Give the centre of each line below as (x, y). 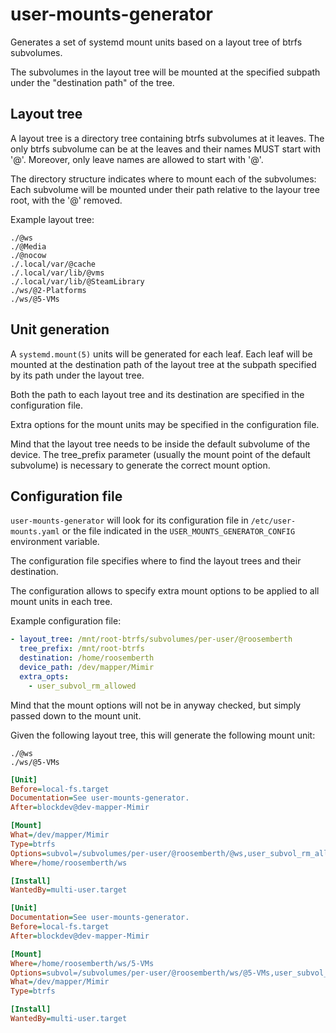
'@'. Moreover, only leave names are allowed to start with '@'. (137, 159)
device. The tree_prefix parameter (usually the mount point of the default (160, 454)
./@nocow (28, 255)
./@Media (28, 246)
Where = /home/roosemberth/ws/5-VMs (82, 963)
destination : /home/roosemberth (87, 658)
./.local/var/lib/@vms (57, 273)
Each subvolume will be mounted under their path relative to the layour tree (165, 189)
